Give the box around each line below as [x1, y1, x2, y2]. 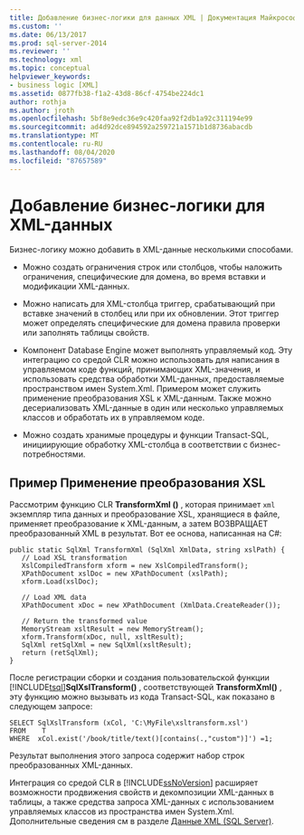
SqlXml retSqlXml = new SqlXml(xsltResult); [21, 640, 193, 650]
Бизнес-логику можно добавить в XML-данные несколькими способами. [9, 244, 294, 255]
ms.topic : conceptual [9, 64, 91, 73]
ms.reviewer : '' [9, 47, 71, 56]
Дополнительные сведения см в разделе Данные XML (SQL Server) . [9, 816, 274, 827]
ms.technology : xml [9, 55, 83, 64]
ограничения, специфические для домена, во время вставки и [22, 271, 266, 282]
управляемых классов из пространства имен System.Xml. [9, 806, 235, 817]
